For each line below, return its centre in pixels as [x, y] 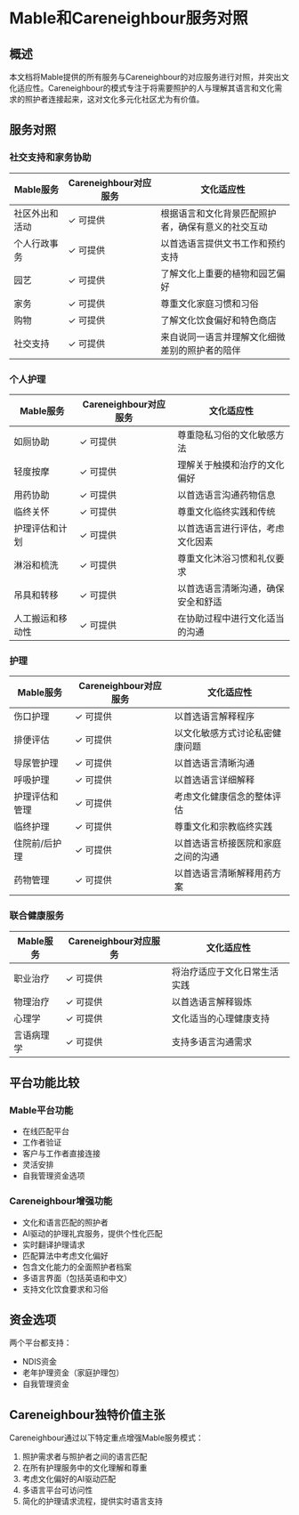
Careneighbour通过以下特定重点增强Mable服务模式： [107, 1438]
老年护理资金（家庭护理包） [73, 1373]
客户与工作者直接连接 [61, 1154]
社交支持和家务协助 [50, 158]
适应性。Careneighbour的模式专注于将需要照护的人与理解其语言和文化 [145, 88]
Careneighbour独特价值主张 [87, 1415]
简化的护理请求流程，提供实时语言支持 [92, 1502]
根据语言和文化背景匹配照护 [218, 213]
